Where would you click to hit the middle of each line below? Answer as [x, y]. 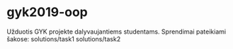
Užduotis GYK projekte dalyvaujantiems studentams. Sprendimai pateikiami [116, 31]
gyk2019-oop [47, 12]
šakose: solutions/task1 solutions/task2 [64, 38]
